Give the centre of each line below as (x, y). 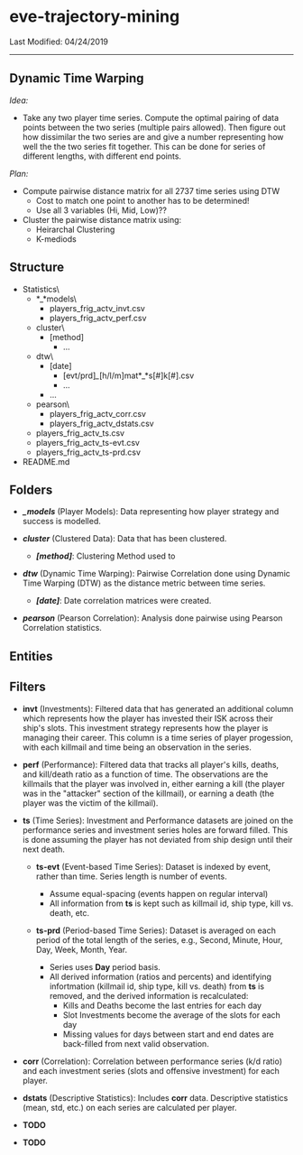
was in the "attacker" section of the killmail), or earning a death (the (148, 793)
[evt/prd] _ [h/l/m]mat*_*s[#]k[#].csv (129, 375)
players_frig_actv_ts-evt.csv (87, 442)
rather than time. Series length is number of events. (131, 876)
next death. (43, 849)
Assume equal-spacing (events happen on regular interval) (159, 893)
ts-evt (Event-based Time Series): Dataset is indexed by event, (153, 866)
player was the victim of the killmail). (90, 803)
